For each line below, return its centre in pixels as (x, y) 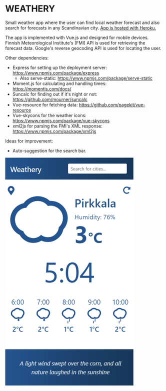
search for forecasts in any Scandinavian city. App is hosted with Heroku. (81, 27)
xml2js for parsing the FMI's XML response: (57, 126)
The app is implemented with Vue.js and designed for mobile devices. (77, 37)
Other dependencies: (27, 57)
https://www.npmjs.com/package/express (56, 72)
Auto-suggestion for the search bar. (49, 150)
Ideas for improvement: (29, 141)
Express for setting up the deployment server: (60, 67)
